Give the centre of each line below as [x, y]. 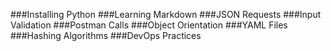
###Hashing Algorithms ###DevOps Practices [106, 35]
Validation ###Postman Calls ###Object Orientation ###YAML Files [149, 25]
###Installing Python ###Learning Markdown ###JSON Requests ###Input [166, 14]
